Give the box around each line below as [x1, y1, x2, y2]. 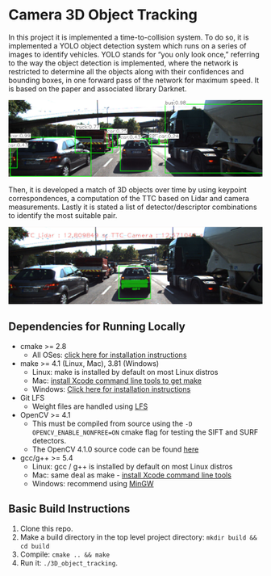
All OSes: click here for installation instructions [31, 350, 187, 359]
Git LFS [19, 393, 45, 402]
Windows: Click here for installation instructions [31, 384, 191, 393]
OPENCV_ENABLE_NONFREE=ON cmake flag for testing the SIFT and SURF [31, 427, 259, 437]
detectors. [31, 435, 67, 445]
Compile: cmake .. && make [19, 549, 110, 559]
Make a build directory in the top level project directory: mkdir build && [19, 532, 257, 542]
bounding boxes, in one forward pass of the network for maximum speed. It [8, 75, 260, 85]
